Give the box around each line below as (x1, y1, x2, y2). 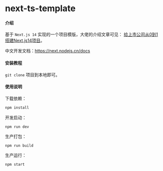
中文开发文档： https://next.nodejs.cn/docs (5, 48, 91, 54)
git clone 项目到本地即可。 (5, 71, 60, 78)
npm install (5, 105, 29, 110)
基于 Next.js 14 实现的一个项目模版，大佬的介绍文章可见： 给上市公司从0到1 (5, 32, 158, 37)
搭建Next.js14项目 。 (5, 37, 45, 44)
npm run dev (5, 124, 29, 129)
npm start (5, 162, 25, 167)
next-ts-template (5, 3, 76, 14)
